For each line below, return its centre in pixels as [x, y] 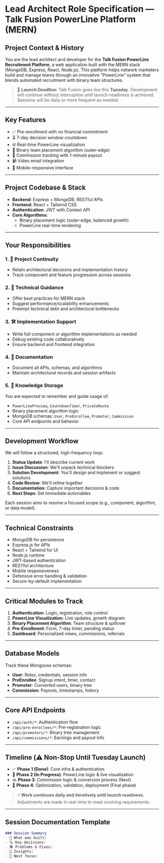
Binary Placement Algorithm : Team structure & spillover [69, 623]
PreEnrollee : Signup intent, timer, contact [54, 680]
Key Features [26, 120]
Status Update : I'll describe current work [53, 462]
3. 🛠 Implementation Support [41, 322]
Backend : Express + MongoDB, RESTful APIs [58, 199]
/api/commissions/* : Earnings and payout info [58, 738]
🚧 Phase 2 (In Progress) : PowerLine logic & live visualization [73, 775]
